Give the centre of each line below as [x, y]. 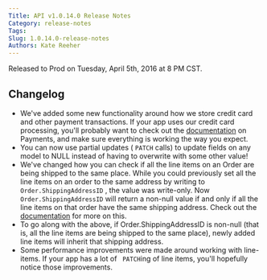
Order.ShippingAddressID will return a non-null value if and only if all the [139, 199]
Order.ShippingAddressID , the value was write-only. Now [115, 190]
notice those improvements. [66, 267]
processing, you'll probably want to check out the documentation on [133, 130]
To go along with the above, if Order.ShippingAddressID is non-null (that [140, 224]
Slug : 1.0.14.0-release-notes [59, 38]
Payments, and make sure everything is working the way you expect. [134, 138]
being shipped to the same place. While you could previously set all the [138, 173]
